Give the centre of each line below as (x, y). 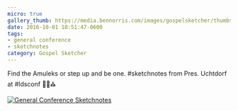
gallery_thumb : (30, 21)
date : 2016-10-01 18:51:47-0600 (55, 27)
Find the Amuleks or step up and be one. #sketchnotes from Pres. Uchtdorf (117, 73)
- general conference (39, 40)
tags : (15, 34)
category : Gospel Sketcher (47, 54)
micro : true (25, 14)
